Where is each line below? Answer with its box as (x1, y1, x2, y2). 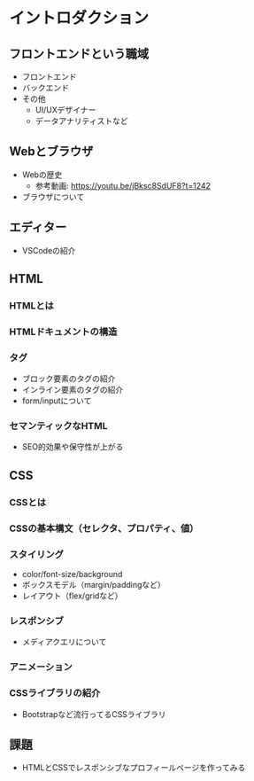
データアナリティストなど (35, 116, 128, 126)
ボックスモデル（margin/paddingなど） (21, 579, 165, 590)
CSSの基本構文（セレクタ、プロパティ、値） (9, 522, 199, 535)
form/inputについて (21, 395, 92, 406)
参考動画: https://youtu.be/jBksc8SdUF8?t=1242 (35, 180, 211, 191)
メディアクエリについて (21, 637, 107, 647)
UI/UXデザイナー (35, 105, 96, 115)
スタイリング (9, 548, 65, 560)
